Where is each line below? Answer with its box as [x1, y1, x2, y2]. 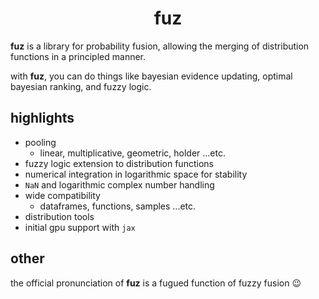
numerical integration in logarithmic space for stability [24, 168, 248, 180]
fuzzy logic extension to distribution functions [24, 157, 214, 169]
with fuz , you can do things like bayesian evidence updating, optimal [10, 70, 293, 82]
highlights [10, 110, 75, 127]
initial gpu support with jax [24, 221, 136, 233]
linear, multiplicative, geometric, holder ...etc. [39, 147, 226, 159]
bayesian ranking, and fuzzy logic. [10, 80, 152, 92]
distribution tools [24, 210, 95, 222]
